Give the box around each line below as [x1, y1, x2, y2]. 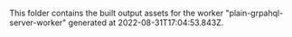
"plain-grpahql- [225, 8, 284, 18]
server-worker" [9, 17, 67, 28]
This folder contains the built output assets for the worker [9, 8, 224, 18]
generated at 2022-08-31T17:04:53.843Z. [68, 17, 224, 28]
